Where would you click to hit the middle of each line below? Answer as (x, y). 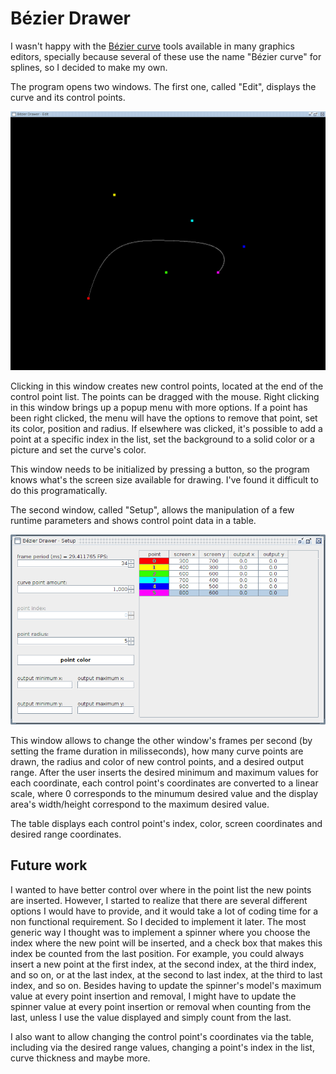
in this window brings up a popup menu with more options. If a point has (159, 408)
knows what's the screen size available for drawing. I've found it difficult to (164, 480)
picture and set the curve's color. (78, 450)
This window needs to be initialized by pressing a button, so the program (160, 469)
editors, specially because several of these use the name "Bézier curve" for (166, 56)
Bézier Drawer (70, 18)
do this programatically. (59, 491)
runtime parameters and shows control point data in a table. (133, 521)
